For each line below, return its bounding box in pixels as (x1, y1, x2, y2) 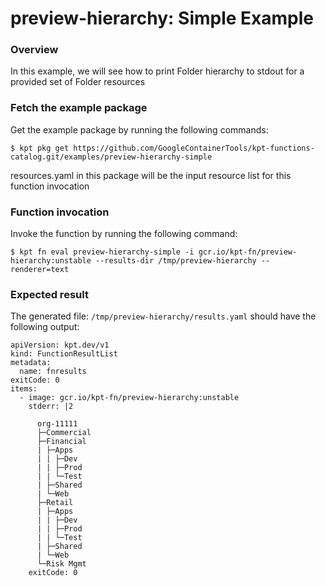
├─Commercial (36, 428, 92, 438)
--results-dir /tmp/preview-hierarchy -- (95, 256, 271, 266)
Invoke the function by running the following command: (10, 228, 238, 240)
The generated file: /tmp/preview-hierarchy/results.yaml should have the (10, 310, 317, 322)
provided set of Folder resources (10, 76, 146, 88)
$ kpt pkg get (10, 143, 70, 153)
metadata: (10, 358, 52, 368)
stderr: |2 (28, 402, 74, 412)
